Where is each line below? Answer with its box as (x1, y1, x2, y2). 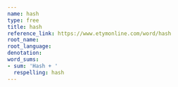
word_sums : (7, 56, 39, 63)
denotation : (7, 50, 42, 57)
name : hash (7, 10, 39, 18)
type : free (7, 17, 39, 24)
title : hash (7, 23, 42, 30)
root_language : (7, 43, 52, 50)
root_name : (7, 36, 39, 43)
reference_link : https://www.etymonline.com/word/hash (7, 29, 172, 37)
